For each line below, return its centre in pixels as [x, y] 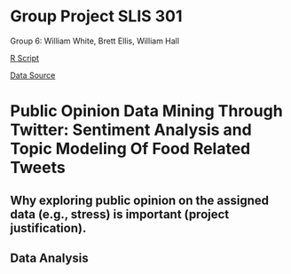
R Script [24, 58]
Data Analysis [50, 258]
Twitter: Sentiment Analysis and [131, 130]
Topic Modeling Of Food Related [130, 149]
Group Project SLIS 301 [96, 16]
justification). [48, 228]
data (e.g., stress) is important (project [120, 214]
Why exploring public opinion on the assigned [140, 200]
